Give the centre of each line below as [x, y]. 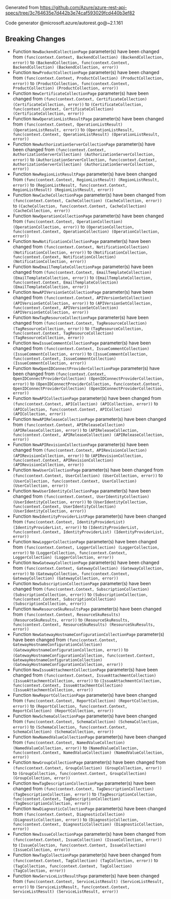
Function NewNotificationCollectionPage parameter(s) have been [82, 241]
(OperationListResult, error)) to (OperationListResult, [73, 129]
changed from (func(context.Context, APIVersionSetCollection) [82, 297]
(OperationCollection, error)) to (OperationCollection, [73, 226]
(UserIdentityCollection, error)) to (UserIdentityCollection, [80, 502]
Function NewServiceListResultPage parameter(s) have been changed [86, 876]
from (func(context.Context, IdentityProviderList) [69, 521]
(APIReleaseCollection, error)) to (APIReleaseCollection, [76, 430]
